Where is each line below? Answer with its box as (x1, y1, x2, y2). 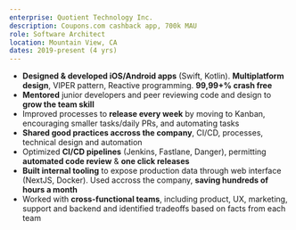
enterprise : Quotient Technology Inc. (9, 12, 153, 22)
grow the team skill (21, 99, 95, 110)
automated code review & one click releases (21, 156, 190, 167)
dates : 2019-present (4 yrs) (9, 46, 118, 55)
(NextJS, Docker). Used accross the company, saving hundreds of (21, 175, 269, 185)
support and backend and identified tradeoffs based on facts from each (21, 203, 286, 214)
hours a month (21, 185, 78, 195)
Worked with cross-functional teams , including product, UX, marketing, (21, 193, 288, 205)
